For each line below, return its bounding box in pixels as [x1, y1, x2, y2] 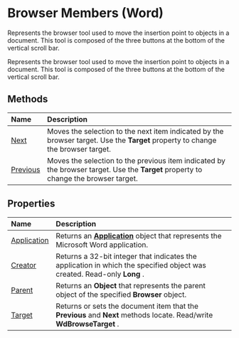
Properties [7, 198, 55, 210]
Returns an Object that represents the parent [55, 280, 206, 290]
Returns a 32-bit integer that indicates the [55, 251, 197, 261]
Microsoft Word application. [55, 240, 149, 250]
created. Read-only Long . [55, 269, 144, 279]
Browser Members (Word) [7, 5, 164, 21]
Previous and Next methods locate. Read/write [55, 310, 213, 319]
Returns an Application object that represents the [55, 231, 222, 241]
